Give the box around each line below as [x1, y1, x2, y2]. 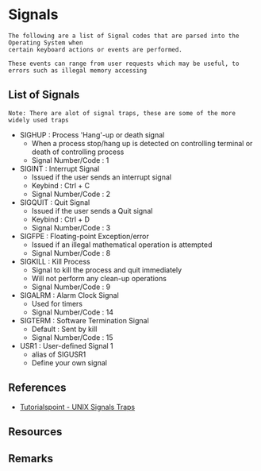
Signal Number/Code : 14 [31, 307, 113, 317]
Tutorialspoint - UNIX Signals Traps [19, 402, 136, 411]
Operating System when [8, 38, 83, 47]
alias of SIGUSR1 [31, 349, 86, 359]
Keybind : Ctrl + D [31, 214, 90, 224]
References [8, 381, 67, 395]
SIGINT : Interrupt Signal [19, 164, 100, 173]
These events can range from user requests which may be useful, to [8, 60, 240, 68]
